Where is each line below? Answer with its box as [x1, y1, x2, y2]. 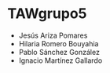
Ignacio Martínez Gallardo [18, 56, 103, 65]
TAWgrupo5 [7, 5, 87, 23]
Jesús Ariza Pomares [18, 31, 88, 40]
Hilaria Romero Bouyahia [18, 38, 99, 48]
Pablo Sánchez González [18, 47, 100, 57]
